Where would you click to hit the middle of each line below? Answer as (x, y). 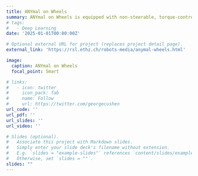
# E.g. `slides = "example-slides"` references (68, 153)
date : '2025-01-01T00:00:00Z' (43, 34)
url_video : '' (24, 126)
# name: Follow (30, 99)
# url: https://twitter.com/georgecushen (63, 104)
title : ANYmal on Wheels (37, 12)
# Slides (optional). (33, 136)
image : (14, 60)
